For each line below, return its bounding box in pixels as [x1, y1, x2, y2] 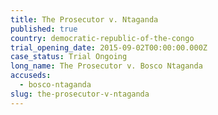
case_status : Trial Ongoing [10, 52, 128, 62]
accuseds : [10, 71, 52, 81]
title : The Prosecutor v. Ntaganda [10, 14, 159, 25]
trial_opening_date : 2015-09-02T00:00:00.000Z [10, 42, 208, 53]
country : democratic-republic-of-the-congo [10, 33, 195, 43]
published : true [10, 24, 78, 34]
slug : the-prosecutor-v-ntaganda [10, 89, 150, 99]
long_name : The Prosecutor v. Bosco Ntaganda [10, 61, 203, 71]
